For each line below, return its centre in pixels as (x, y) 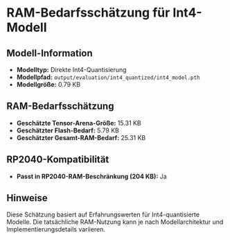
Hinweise (27, 198)
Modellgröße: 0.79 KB (48, 84)
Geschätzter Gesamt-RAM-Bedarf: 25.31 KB (81, 137)
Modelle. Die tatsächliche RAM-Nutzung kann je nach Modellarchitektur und (115, 222)
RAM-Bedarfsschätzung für (88, 13)
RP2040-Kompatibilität (58, 160)
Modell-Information (50, 53)
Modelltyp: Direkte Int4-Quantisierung (71, 70)
